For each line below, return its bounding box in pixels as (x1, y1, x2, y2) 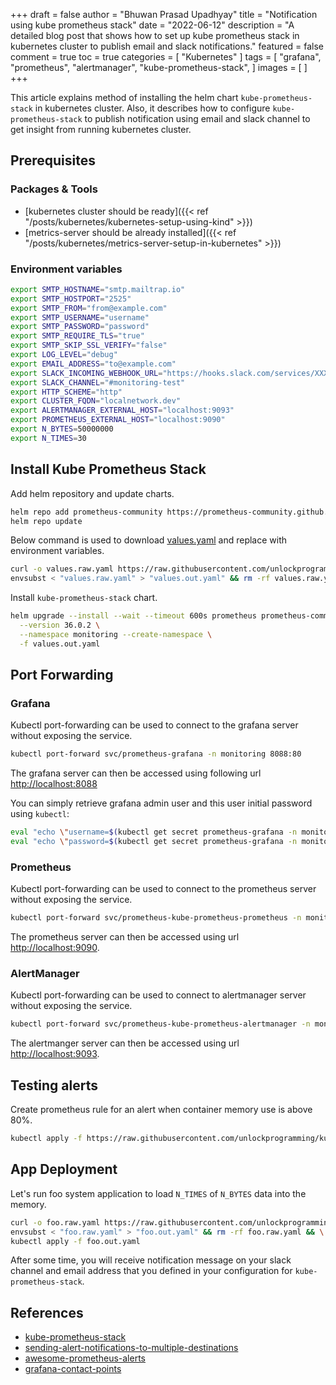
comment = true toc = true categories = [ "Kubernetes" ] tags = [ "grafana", (10, 51, 322, 63)
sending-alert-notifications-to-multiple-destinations (24, 1342, 239, 1354)
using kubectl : (10, 808, 70, 820)
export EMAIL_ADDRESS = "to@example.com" (10, 359, 177, 369)
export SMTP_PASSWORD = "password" (10, 322, 150, 332)
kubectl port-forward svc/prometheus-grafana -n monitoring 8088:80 (10, 749, 302, 759)
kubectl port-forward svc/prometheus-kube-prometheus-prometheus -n (10, 913, 302, 923)
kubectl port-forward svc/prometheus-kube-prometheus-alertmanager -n (10, 1019, 311, 1029)
